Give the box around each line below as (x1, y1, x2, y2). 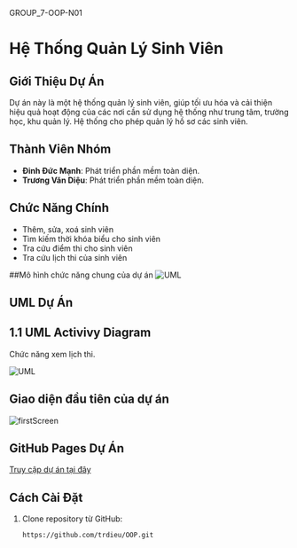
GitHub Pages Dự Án (9, 441, 124, 456)
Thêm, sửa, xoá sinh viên (21, 223, 114, 234)
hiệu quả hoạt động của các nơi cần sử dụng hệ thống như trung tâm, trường (9, 106, 289, 117)
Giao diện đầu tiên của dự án (9, 392, 170, 407)
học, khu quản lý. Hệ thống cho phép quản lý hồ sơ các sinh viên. (9, 116, 248, 127)
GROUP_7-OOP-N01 (9, 8, 82, 18)
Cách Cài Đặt (9, 489, 83, 505)
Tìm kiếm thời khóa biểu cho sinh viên (21, 233, 161, 244)
